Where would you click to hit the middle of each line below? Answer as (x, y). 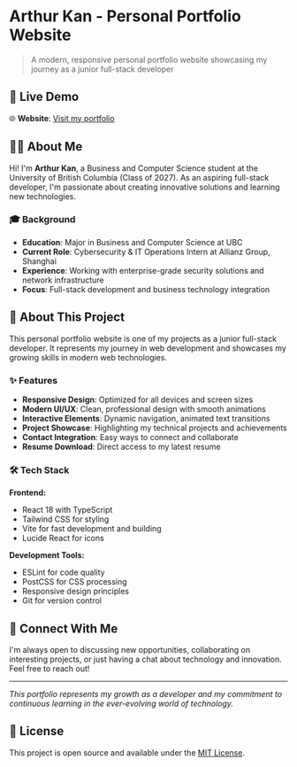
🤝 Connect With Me (64, 628)
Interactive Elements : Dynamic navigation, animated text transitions (146, 418)
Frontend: (28, 492)
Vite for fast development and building (91, 529)
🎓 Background (42, 220)
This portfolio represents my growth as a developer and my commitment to (146, 694)
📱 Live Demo (44, 97)
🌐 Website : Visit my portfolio (62, 118)
